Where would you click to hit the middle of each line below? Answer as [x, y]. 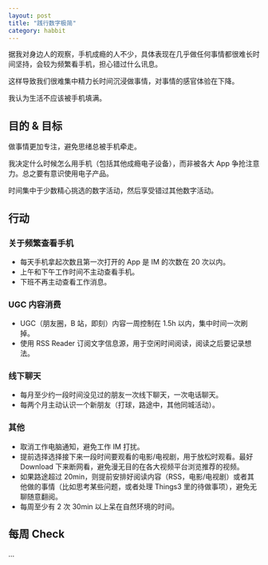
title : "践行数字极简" [42, 23]
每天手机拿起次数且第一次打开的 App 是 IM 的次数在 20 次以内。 [125, 261]
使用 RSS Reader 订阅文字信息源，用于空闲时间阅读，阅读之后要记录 [132, 344]
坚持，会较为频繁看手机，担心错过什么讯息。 [88, 64]
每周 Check [37, 534]
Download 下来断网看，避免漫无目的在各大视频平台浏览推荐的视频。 [132, 466]
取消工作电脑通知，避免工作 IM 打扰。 [82, 446]
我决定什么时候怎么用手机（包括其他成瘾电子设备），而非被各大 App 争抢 [127, 164]
